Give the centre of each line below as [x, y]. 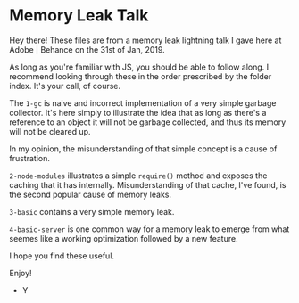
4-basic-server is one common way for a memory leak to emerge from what [149, 229]
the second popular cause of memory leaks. [91, 194]
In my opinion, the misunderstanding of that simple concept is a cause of [143, 149]
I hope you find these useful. [62, 256]
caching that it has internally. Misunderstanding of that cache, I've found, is [148, 184]
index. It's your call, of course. [65, 86]
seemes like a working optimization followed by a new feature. [124, 238]
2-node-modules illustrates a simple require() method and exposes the [138, 176]
